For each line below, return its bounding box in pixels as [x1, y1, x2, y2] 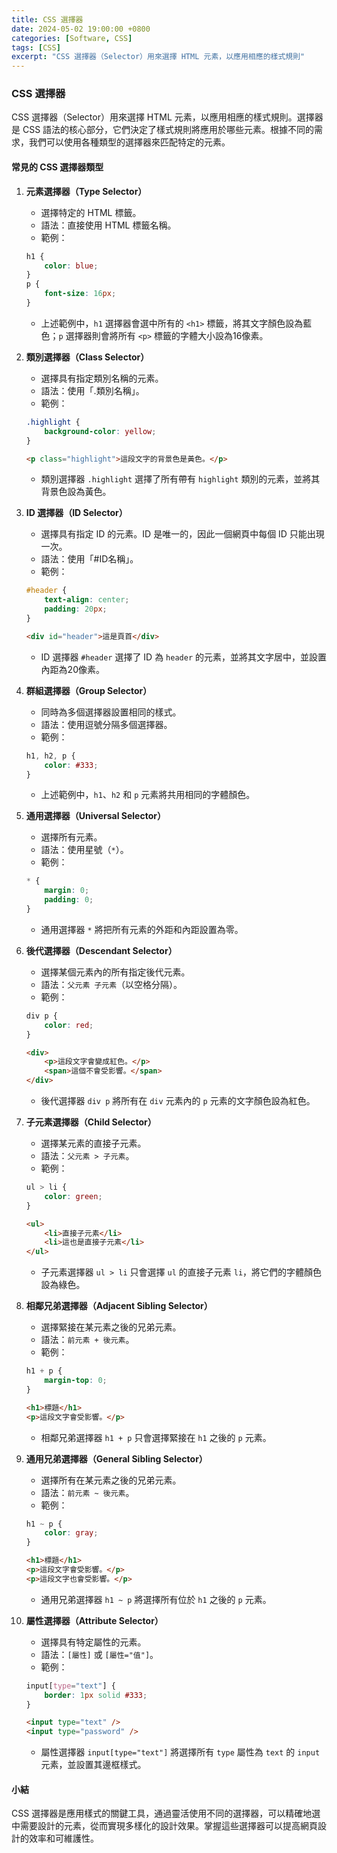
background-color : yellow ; [44, 426, 157, 436]
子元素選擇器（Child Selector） [25, 1116, 157, 1128]
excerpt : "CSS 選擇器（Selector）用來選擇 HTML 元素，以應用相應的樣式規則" [11, 52, 306, 62]
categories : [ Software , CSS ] [11, 33, 133, 43]
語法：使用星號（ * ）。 [40, 844, 129, 856]
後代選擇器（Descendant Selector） [25, 944, 178, 956]
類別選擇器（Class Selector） [25, 351, 150, 363]
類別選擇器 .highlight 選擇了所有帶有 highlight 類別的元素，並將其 [40, 473, 321, 485]
